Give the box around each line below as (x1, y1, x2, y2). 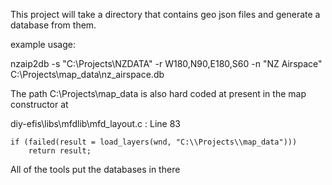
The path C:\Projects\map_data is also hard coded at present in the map (10, 88, 307, 99)
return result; (28, 146, 92, 156)
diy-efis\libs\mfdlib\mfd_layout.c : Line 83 (10, 118, 181, 129)
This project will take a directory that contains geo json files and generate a (10, 9, 321, 20)
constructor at (10, 99, 69, 110)
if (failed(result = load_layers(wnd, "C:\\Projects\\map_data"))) (10, 137, 298, 147)
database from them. (10, 19, 97, 31)
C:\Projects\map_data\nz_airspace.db (10, 69, 165, 80)
